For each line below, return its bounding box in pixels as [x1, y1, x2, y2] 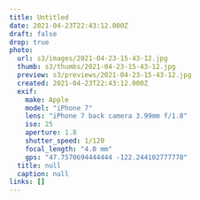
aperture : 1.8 [25, 128, 77, 137]
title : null [17, 161, 62, 170]
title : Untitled [9, 12, 69, 22]
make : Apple [25, 95, 69, 104]
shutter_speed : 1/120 [25, 136, 104, 145]
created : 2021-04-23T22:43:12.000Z [17, 79, 149, 88]
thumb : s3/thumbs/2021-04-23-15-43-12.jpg [17, 63, 176, 72]
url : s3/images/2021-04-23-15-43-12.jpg [17, 54, 168, 63]
